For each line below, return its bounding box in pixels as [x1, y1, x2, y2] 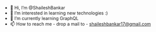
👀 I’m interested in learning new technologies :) [10, 10, 108, 16]
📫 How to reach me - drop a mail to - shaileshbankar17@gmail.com [10, 21, 151, 27]
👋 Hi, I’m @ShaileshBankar [10, 5, 66, 10]
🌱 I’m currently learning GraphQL [10, 15, 79, 21]
